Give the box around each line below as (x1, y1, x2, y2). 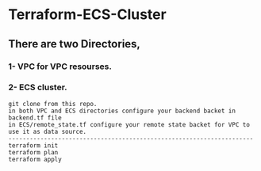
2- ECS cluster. (8, 82, 67, 93)
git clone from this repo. (8, 100, 98, 108)
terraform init (8, 141, 59, 150)
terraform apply (8, 155, 62, 163)
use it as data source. (8, 127, 87, 135)
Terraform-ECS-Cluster (8, 6, 167, 24)
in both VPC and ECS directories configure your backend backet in (8, 107, 236, 115)
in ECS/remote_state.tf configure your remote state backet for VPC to (8, 120, 250, 128)
